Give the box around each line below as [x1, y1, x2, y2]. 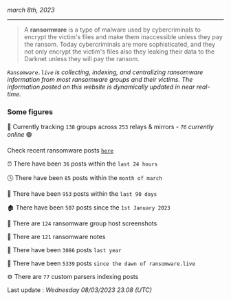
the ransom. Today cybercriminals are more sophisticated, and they [23, 41, 215, 48]
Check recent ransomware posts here [7, 146, 114, 155]
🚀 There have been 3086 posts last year [7, 246, 122, 254]
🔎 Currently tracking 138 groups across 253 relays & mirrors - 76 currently [7, 123, 214, 131]
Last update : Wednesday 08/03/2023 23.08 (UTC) [7, 286, 153, 294]
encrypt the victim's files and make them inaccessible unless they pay [23, 33, 223, 41]
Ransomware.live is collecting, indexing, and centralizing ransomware [7, 68, 203, 76]
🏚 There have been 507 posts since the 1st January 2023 [7, 203, 170, 212]
